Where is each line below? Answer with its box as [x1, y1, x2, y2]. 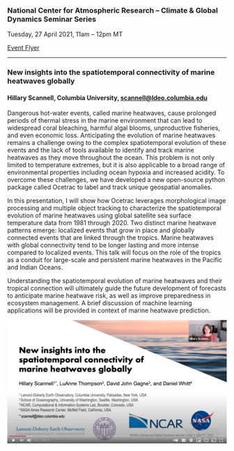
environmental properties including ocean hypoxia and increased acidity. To [7, 168, 225, 176]
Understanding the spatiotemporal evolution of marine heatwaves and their [7, 277, 223, 285]
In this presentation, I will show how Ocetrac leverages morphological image [7, 197, 226, 205]
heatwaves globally [7, 76, 75, 86]
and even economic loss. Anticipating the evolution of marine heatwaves [7, 131, 216, 139]
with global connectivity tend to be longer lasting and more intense [7, 241, 199, 250]
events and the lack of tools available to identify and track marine [7, 146, 195, 155]
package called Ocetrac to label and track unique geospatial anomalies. [7, 183, 212, 192]
